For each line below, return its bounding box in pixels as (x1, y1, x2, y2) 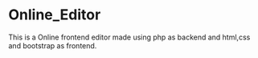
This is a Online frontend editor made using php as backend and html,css (8, 32, 251, 42)
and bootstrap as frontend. (8, 40, 97, 50)
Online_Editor (8, 6, 101, 24)
